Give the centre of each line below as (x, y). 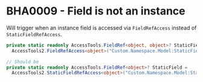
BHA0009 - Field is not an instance (96, 11)
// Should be (23, 61)
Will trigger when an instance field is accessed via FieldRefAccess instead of (101, 28)
